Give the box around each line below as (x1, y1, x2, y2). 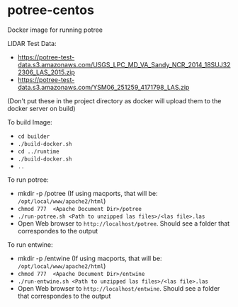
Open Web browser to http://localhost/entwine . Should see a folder (17, 284, 220, 292)
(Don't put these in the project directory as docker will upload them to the (7, 96, 222, 105)
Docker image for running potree (7, 25, 103, 34)
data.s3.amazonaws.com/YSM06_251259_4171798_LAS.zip (17, 83, 190, 91)
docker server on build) (7, 104, 76, 112)
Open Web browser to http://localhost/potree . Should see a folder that (17, 219, 230, 228)
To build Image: (7, 117, 53, 126)
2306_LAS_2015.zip (17, 68, 76, 76)
